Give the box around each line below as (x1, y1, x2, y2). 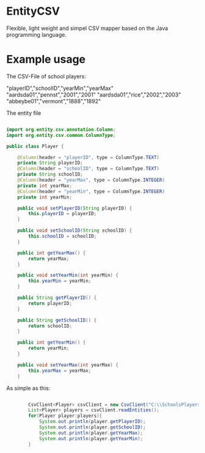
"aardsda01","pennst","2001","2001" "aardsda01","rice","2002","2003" (6, 90, 181, 98)
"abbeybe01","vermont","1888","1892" (6, 97, 101, 105)
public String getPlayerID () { (17, 295, 97, 301)
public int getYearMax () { (17, 249, 86, 256)
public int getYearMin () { (17, 339, 86, 346)
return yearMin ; (28, 345, 70, 352)
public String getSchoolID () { (17, 317, 97, 323)
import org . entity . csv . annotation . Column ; (6, 127, 116, 133)
